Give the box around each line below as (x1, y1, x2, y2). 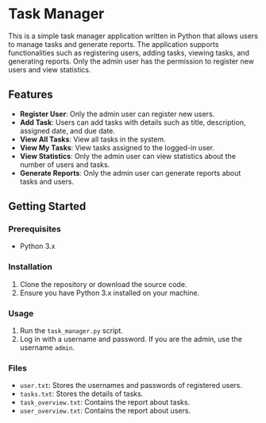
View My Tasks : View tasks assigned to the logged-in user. (19, 142, 215, 152)
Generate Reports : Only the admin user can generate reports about (19, 168, 241, 177)
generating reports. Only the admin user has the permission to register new (8, 56, 254, 66)
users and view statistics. (8, 64, 91, 74)
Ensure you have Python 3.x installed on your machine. (19, 288, 200, 297)
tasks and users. (19, 177, 74, 186)
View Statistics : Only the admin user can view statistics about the (19, 151, 237, 161)
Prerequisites (8, 223, 61, 235)
